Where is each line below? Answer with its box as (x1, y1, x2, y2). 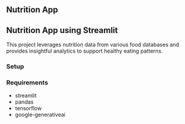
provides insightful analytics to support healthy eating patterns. (6, 47, 163, 55)
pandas (14, 98, 34, 105)
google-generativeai (14, 111, 66, 119)
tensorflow (14, 105, 42, 112)
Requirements (6, 78, 49, 87)
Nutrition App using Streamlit (6, 25, 118, 35)
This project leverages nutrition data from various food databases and (6, 41, 180, 49)
